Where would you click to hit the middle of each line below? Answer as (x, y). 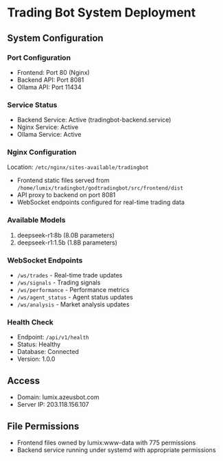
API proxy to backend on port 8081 (66, 195)
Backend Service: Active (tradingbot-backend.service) (94, 120)
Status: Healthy (39, 344)
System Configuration (56, 38)
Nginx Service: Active (48, 127)
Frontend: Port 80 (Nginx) (54, 72)
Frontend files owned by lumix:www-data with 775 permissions (106, 442)
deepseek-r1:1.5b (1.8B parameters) (67, 243)
